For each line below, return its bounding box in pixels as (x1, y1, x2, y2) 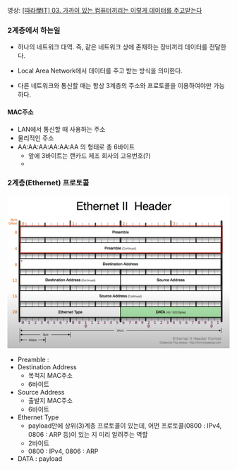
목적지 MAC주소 (28, 371, 73, 380)
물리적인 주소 (17, 133, 54, 142)
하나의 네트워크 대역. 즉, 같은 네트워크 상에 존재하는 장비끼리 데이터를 (17, 43, 208, 51)
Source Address (17, 388, 65, 397)
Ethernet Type (17, 413, 59, 421)
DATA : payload (17, 454, 62, 463)
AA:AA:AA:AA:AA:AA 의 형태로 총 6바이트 (17, 142, 135, 151)
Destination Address (17, 363, 77, 371)
